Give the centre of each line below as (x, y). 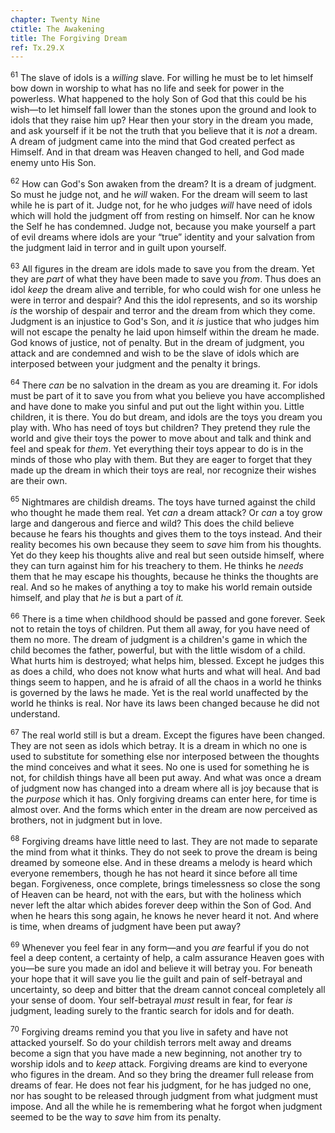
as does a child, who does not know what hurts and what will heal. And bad (165, 672)
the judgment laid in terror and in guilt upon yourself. (118, 247)
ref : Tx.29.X (37, 47)
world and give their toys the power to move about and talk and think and (161, 438)
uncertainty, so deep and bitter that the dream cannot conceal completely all (168, 990)
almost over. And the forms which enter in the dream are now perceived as (164, 809)
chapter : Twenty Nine (55, 19)
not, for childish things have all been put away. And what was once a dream (166, 777)
